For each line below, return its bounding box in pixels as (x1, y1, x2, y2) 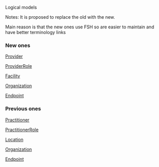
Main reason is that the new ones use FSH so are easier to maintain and (5, 24, 154, 30)
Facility (5, 73, 20, 79)
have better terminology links (5, 29, 66, 35)
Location (5, 136, 24, 142)
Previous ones (5, 105, 41, 112)
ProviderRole (5, 63, 32, 69)
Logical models (5, 5, 37, 10)
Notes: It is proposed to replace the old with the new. (5, 14, 115, 20)
